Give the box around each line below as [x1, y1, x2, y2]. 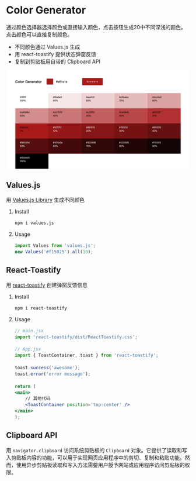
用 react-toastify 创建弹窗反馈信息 [6, 281, 88, 288]
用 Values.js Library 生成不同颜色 [6, 197, 85, 204]
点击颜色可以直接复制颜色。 [6, 30, 73, 38]
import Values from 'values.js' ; [14, 243, 96, 249]
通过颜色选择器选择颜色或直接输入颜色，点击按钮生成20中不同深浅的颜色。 [6, 23, 187, 30]
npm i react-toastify [14, 305, 67, 311]
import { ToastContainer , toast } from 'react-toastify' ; [14, 352, 159, 359]
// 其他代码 [25, 396, 51, 401]
